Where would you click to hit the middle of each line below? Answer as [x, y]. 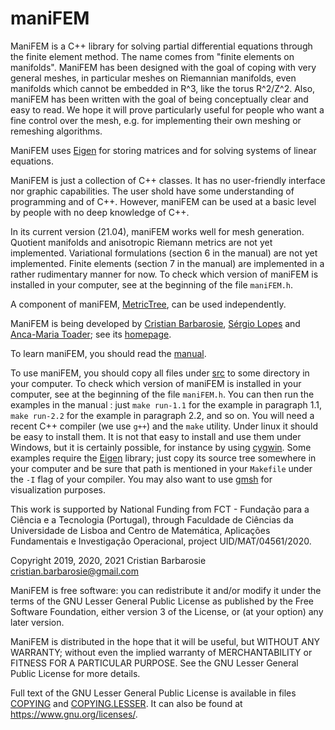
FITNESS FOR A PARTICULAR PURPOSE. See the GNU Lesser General [154, 663]
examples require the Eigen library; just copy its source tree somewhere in [163, 458]
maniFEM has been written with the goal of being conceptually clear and [159, 99]
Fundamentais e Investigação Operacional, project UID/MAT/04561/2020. [161, 541]
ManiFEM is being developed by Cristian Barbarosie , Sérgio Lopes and [155, 323]
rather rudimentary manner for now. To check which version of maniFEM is [164, 274]
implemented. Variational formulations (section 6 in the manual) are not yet [164, 253]
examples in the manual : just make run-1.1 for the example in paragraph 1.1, [166, 404]
